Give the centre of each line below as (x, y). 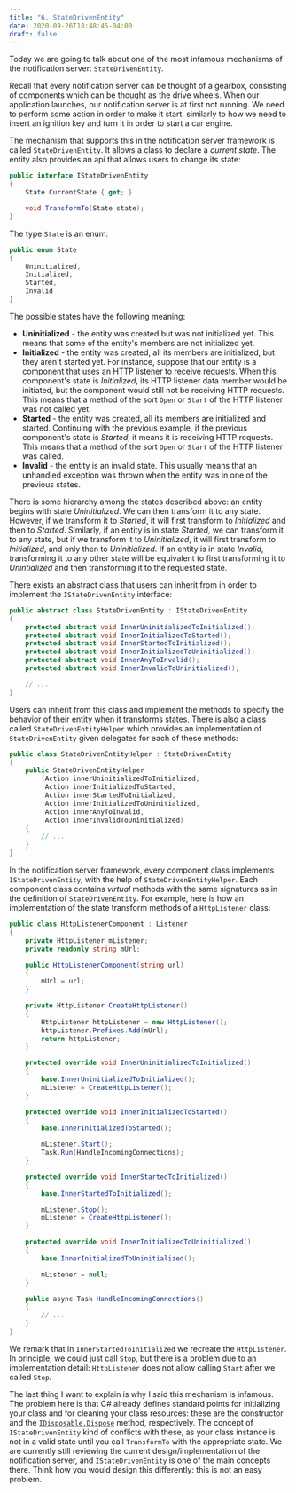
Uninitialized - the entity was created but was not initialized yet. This (148, 333)
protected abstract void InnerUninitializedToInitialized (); (140, 627)
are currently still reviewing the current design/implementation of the (135, 1450)
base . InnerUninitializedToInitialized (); (119, 1079)
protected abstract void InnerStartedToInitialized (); (129, 644)
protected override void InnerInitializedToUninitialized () (138, 1242)
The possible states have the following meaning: (97, 316)
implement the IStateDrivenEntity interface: (91, 594)
